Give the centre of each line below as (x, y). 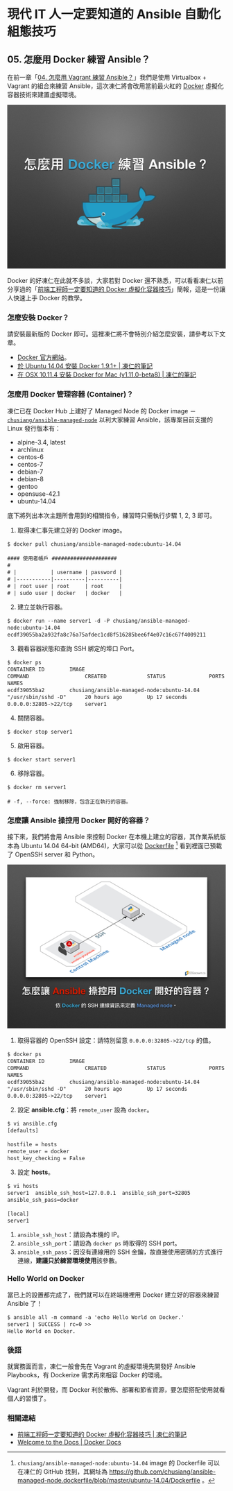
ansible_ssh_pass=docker (43, 1200)
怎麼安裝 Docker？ (38, 318)
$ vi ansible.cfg (32, 1123)
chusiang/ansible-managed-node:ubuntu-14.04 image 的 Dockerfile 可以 (119, 1463)
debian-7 (30, 472)
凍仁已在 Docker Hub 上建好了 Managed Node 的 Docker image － (102, 411)
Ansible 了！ (25, 1303)
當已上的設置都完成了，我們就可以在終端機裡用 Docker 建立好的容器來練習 (113, 1295)
